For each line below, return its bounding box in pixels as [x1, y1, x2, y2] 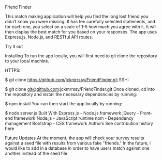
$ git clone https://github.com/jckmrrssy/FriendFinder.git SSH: [5, 77, 129, 82]
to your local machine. [5, 58, 49, 64]
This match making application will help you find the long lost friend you [5, 14, 148, 19]
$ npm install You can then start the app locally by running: [5, 101, 122, 106]
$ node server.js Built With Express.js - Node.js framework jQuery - [5, 110, 139, 116]
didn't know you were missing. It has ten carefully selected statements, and [5, 19, 156, 24]
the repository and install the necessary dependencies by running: [5, 92, 137, 97]
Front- [140, 110, 152, 116]
